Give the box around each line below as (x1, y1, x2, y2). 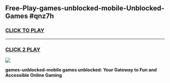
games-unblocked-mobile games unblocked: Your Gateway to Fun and (5, 66, 157, 72)
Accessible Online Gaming (5, 72, 62, 78)
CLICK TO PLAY (5, 27, 45, 34)
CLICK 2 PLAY (5, 46, 40, 53)
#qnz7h (29, 12, 54, 21)
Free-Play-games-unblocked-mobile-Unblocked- (5, 4, 164, 13)
